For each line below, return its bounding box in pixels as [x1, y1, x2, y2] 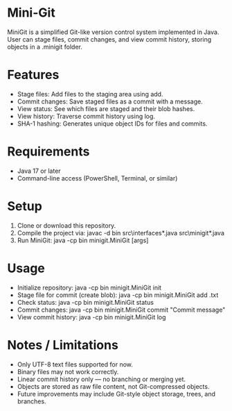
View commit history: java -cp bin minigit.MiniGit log [17, 312, 166, 321]
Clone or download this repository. [17, 221, 116, 230]
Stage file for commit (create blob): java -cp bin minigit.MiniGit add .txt [17, 290, 219, 299]
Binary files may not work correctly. [17, 367, 119, 376]
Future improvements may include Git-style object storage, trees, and [17, 389, 216, 398]
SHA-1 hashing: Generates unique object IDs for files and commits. [17, 119, 208, 128]
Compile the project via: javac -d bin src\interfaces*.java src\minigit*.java [17, 228, 225, 237]
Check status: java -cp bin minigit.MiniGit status [17, 298, 154, 306]
